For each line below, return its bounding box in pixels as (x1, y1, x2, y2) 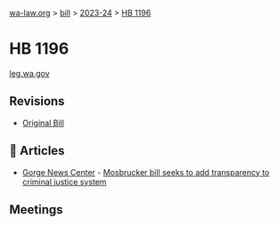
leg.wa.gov (9, 68, 51, 78)
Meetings (9, 202, 64, 217)
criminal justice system (21, 176, 107, 187)
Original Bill (21, 117, 65, 128)
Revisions (9, 93, 65, 109)
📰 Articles (9, 143, 65, 158)
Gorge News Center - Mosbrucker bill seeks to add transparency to (21, 166, 270, 177)
